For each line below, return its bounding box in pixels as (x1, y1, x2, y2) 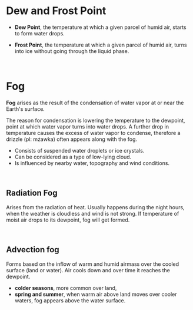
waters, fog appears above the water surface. (14, 296, 126, 304)
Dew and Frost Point (6, 4, 107, 18)
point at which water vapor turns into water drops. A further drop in (6, 123, 169, 130)
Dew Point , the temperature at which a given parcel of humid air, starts (14, 24, 187, 31)
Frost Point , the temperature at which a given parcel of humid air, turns (14, 41, 187, 48)
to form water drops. (14, 29, 65, 37)
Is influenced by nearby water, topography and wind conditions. (14, 159, 169, 166)
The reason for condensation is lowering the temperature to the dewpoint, (6, 117, 185, 124)
